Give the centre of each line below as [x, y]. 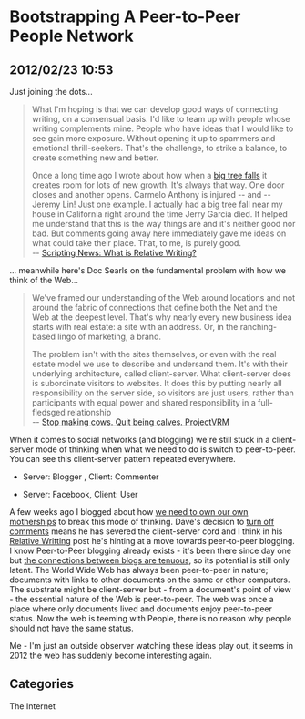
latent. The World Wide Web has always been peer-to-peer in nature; [139, 570]
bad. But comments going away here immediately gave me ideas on [159, 233]
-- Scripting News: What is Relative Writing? [114, 253]
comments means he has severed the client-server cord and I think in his [146, 531]
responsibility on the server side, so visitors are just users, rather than [163, 393]
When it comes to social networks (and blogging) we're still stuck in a [140, 440]
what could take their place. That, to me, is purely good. [136, 243]
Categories [42, 684]
